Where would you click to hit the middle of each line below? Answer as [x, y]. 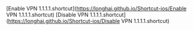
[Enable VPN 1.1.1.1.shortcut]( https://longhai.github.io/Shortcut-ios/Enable [96, 9]
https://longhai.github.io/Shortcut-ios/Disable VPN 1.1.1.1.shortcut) [89, 21]
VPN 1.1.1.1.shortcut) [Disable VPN [47, 15]
